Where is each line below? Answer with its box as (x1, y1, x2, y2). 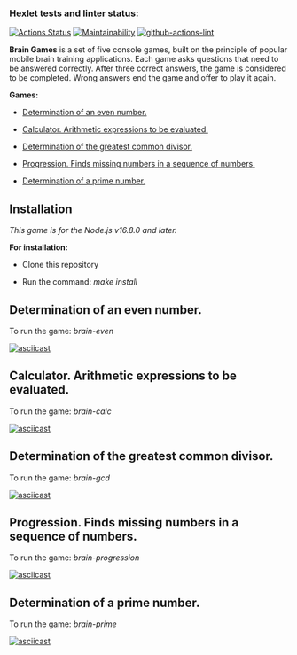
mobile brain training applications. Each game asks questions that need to (9, 54, 279, 65)
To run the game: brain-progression (9, 552, 140, 563)
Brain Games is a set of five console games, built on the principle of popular (9, 44, 288, 55)
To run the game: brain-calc (9, 406, 113, 417)
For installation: (9, 242, 68, 253)
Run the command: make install (21, 277, 137, 287)
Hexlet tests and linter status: (9, 7, 139, 19)
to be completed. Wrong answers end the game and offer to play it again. (9, 73, 277, 83)
